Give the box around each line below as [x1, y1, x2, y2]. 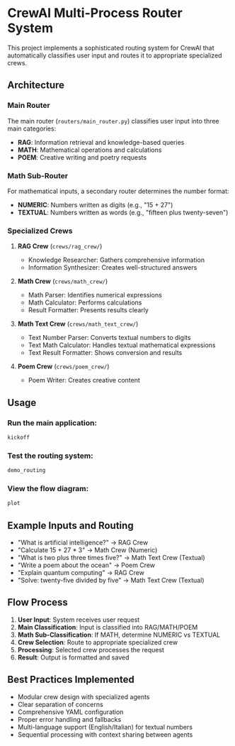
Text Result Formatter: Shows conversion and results [28, 349, 183, 357]
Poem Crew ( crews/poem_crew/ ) [17, 362, 110, 371]
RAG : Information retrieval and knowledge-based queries [17, 138, 185, 146]
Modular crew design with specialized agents [17, 692, 150, 701]
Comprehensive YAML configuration [17, 708, 124, 716]
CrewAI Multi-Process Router [7, 5, 183, 21]
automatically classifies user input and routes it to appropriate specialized [7, 51, 222, 60]
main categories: [7, 124, 57, 133]
